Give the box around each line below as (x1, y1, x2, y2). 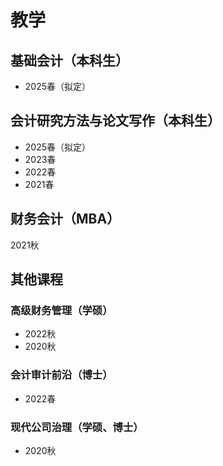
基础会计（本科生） (10, 52, 129, 69)
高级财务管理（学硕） (10, 303, 113, 317)
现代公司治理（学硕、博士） (10, 420, 144, 434)
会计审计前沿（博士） (10, 368, 113, 382)
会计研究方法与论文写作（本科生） (10, 112, 221, 130)
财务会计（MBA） (10, 211, 121, 228)
